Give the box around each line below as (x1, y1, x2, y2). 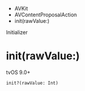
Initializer (6, 29, 28, 36)
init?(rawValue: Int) (6, 80, 59, 86)
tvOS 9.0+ (6, 69, 31, 76)
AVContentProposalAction (14, 11, 77, 18)
